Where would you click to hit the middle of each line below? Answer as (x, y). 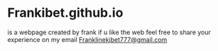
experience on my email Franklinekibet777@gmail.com (87, 39)
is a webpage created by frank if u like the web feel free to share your (109, 32)
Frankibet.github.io (65, 13)
